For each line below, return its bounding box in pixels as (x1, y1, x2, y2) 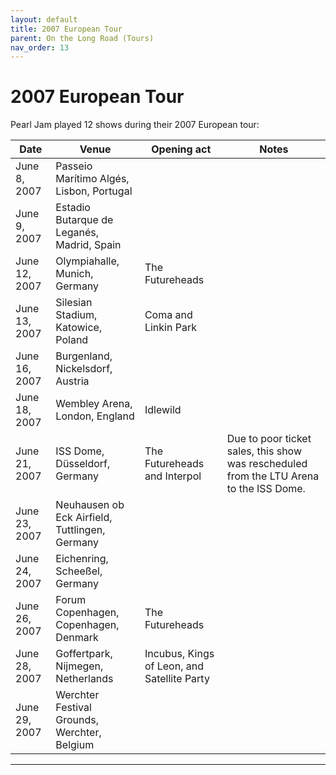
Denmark (55, 631, 99, 645)
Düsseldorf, (55, 457, 111, 471)
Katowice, (55, 321, 103, 335)
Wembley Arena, (55, 397, 133, 411)
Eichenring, (55, 552, 109, 566)
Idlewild (144, 403, 182, 417)
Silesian (55, 296, 93, 310)
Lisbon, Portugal (55, 184, 133, 198)
